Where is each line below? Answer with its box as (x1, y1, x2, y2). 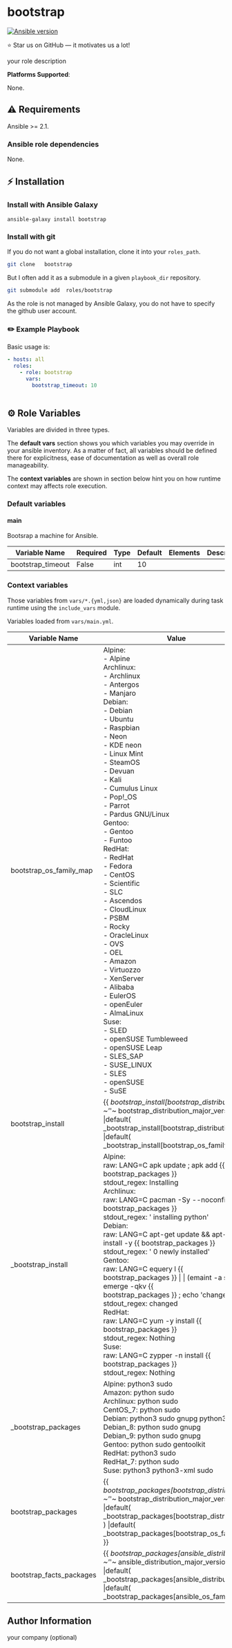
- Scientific (103, 878, 140, 888)
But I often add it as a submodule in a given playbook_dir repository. (7, 273, 202, 281)
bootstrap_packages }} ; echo (103, 1290, 199, 1299)
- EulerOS (103, 990, 136, 1000)
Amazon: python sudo (103, 1387, 175, 1397)
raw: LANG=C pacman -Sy (103, 1194, 191, 1204)
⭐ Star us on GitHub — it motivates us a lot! (7, 41, 130, 49)
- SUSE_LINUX (103, 1059, 153, 1069)
